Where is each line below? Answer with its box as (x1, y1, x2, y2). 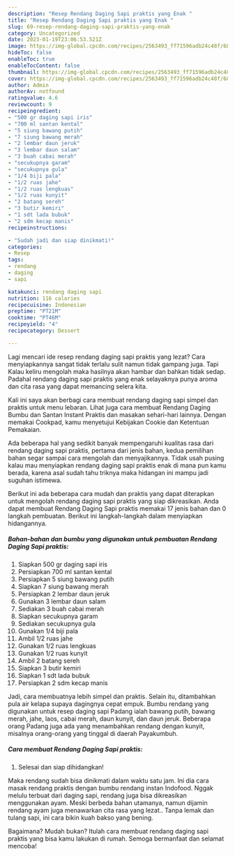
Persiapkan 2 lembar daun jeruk (17, 590, 110, 598)
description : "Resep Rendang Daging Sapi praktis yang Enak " (8, 10, 192, 17)
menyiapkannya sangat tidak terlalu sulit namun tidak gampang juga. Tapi (8, 360, 219, 368)
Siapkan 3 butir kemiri (17, 663, 81, 672)
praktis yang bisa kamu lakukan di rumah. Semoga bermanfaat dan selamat (8, 834, 225, 843)
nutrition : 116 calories (8, 294, 80, 302)
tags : (8, 256, 24, 264)
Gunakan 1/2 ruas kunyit (17, 649, 88, 657)
